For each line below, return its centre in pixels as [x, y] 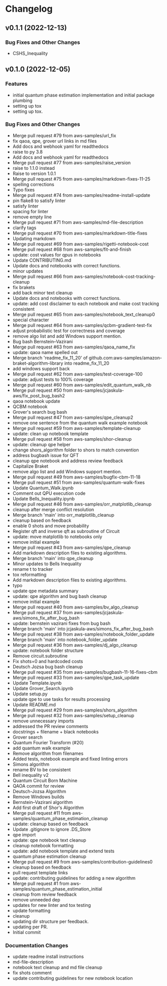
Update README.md [34, 704]
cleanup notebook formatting [43, 845]
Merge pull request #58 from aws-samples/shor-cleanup [72, 439]
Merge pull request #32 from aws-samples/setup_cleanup [73, 715]
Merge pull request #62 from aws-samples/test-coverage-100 [78, 374]
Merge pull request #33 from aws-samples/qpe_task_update [76, 677]
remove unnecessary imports [43, 721]
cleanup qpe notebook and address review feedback [68, 461]
